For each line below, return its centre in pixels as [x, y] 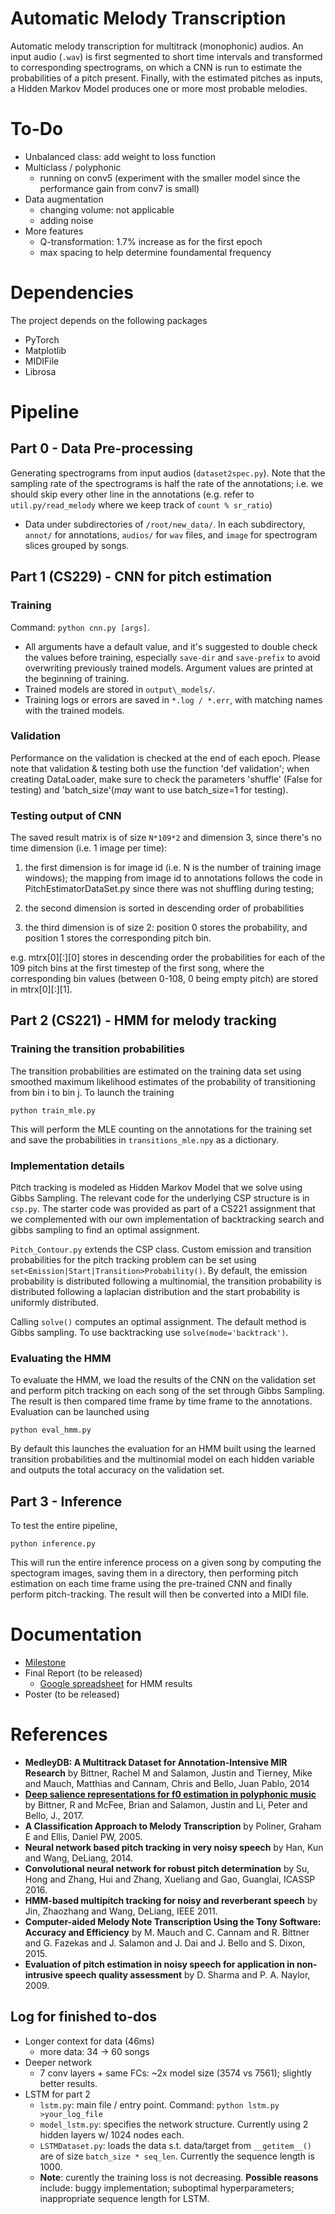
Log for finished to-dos [83, 2017]
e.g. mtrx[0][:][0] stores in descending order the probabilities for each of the [168, 958]
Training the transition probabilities [97, 1049]
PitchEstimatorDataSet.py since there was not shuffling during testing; [169, 889]
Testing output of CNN [66, 815]
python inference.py [53, 1544]
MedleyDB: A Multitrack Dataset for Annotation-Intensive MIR [156, 1763]
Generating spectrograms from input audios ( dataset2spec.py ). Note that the [168, 473]
